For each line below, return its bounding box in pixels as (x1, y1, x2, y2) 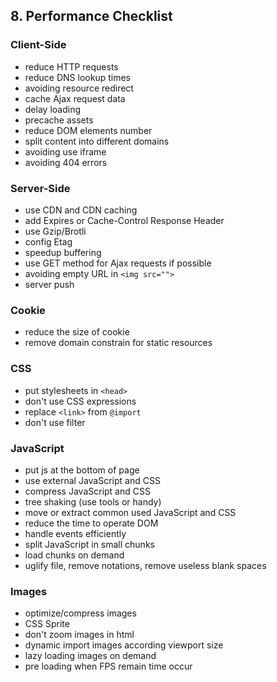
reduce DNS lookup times (24, 71, 131, 83)
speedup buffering (24, 246, 102, 258)
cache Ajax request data (24, 92, 126, 104)
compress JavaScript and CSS (24, 485, 151, 497)
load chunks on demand (24, 549, 125, 561)
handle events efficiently (24, 527, 127, 539)
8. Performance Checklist (10, 8, 173, 25)
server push (24, 278, 75, 290)
